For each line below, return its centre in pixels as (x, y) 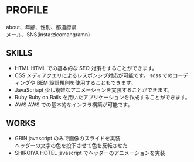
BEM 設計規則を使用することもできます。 (86, 82)
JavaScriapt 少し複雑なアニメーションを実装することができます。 (93, 90)
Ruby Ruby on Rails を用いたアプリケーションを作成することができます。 (102, 97)
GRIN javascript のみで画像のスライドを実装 (67, 138)
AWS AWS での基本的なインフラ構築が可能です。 (74, 104)
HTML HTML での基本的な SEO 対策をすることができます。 (86, 68)
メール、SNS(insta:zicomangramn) (48, 34)
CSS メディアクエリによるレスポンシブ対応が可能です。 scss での (93, 75)
